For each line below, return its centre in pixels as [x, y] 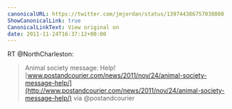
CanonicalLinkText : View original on [63, 27]
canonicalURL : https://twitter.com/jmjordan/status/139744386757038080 [116, 14]
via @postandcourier [104, 98]
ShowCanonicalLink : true [44, 21]
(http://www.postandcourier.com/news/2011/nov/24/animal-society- [125, 90]
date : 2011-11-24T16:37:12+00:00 [57, 34]
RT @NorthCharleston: [41, 54]
